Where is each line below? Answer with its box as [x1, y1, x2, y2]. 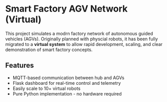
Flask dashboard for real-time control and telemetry [12, 80, 121, 86]
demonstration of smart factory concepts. [5, 46, 93, 53]
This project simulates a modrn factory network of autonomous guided [5, 30, 153, 36]
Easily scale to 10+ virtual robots [12, 85, 81, 91]
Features [5, 61, 34, 70]
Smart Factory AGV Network [5, 3, 128, 15]
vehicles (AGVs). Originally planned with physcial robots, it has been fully [5, 36, 158, 42]
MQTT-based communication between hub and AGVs [12, 74, 124, 81]
